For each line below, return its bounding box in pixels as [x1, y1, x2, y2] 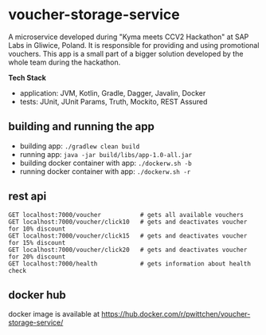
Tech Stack [8, 73, 46, 82]
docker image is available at [8, 309, 100, 319]
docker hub [8, 288, 66, 301]
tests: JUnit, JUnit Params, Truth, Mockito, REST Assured [19, 97, 208, 106]
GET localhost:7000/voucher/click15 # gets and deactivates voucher [8, 231, 248, 240]
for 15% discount [8, 238, 66, 246]
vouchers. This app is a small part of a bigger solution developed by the [8, 49, 244, 58]
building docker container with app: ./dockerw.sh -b [19, 158, 193, 167]
